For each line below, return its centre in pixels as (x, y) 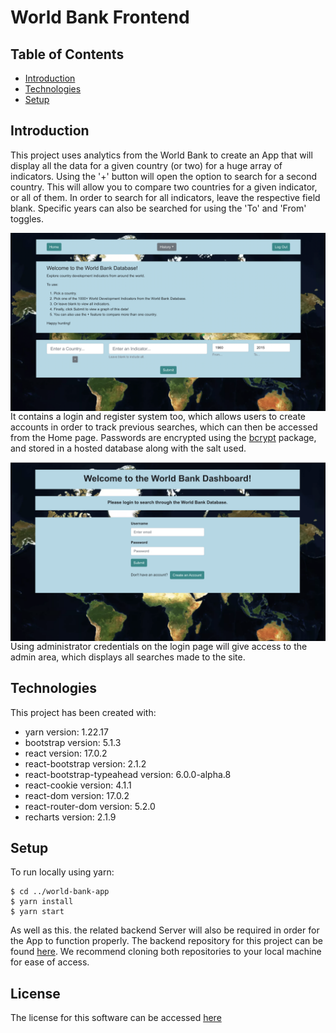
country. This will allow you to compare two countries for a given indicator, (164, 187)
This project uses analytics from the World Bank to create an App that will (161, 155)
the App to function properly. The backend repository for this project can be (167, 941)
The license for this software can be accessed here (116, 1018)
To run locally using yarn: (62, 872)
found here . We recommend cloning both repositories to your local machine (166, 952)
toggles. (27, 218)
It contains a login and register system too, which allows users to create (158, 417)
